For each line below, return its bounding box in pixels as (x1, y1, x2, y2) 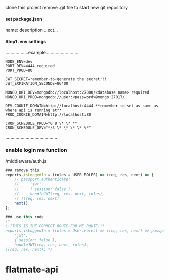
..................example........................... (5, 50, 80, 56)
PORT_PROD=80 (5, 68, 33, 73)
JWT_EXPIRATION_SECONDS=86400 (5, 81, 69, 86)
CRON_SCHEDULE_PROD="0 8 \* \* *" (5, 121, 78, 126)
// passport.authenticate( (14, 177, 71, 182)
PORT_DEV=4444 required (5, 64, 55, 69)
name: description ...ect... (5, 27, 58, 33)
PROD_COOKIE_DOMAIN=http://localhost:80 (5, 112, 92, 117)
